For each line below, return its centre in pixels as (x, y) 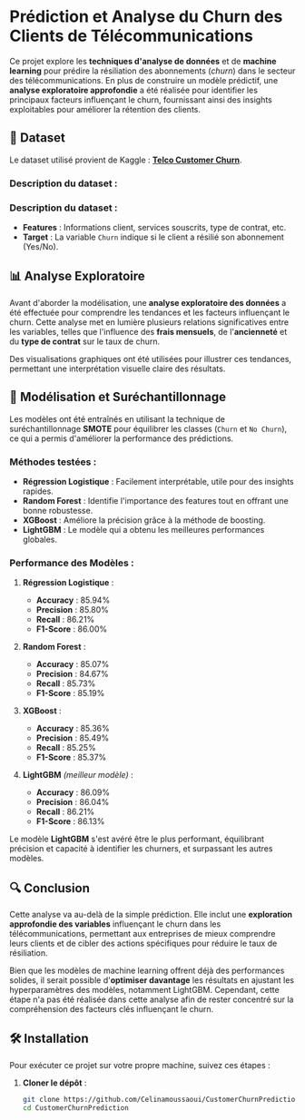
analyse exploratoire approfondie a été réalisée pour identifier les (134, 90)
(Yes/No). (40, 246)
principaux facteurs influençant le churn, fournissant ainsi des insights (141, 99)
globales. (39, 539)
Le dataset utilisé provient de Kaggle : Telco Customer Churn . (126, 160)
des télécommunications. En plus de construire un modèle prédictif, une (144, 80)
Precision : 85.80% (72, 610)
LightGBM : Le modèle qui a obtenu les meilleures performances (143, 529)
